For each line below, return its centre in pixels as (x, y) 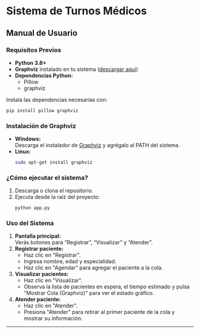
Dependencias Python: (44, 75)
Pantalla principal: (38, 236)
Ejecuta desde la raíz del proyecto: (57, 197)
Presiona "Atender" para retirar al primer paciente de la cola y (99, 312)
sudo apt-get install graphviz (54, 163)
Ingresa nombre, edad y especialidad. (70, 262)
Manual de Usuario (42, 33)
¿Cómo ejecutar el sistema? (47, 178)
